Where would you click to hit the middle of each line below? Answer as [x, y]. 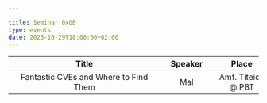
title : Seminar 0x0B [43, 22]
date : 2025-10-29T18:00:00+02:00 [64, 37]
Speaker [187, 64]
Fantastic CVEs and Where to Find [85, 78]
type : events [30, 30]
